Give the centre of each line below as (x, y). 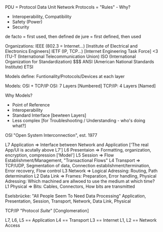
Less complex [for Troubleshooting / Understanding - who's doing (79, 120)
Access (13, 225)
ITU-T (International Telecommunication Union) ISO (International (71, 56)
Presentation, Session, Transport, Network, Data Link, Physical (68, 201)
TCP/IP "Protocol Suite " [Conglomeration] (47, 211)
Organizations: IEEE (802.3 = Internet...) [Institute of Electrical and (71, 46)
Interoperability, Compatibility (42, 16)
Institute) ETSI (19, 67)
